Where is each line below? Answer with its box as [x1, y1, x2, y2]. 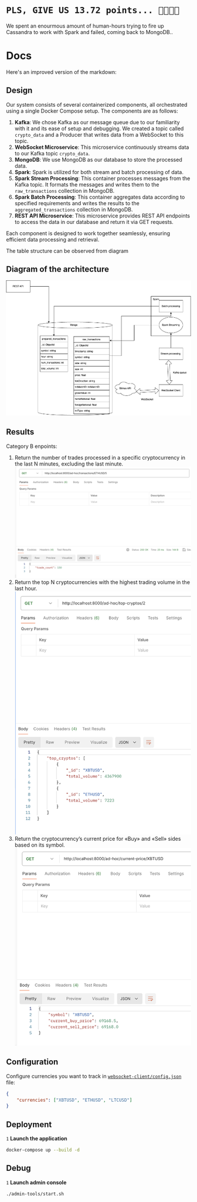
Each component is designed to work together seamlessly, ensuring [6, 229, 170, 237]
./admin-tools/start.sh [6, 1191, 64, 1197]
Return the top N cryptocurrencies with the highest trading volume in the [14, 579, 191, 586]
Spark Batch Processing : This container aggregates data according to [14, 193, 185, 201]
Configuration [6, 1057, 59, 1067]
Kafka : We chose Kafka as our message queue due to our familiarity [14, 118, 180, 125]
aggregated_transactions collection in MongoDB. [14, 206, 133, 213]
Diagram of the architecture [6, 264, 110, 274]
